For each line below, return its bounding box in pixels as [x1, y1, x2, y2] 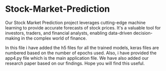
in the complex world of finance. [21, 35, 87, 41]
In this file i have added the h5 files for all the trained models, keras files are [5, 45, 159, 50]
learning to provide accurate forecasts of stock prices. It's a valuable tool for [5, 24, 161, 30]
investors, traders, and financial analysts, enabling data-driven [5, 30, 132, 36]
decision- [133, 30, 153, 36]
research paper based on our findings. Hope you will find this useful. [5, 60, 145, 66]
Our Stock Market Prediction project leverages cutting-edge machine [5, 20, 146, 25]
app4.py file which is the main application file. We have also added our [5, 55, 149, 61]
